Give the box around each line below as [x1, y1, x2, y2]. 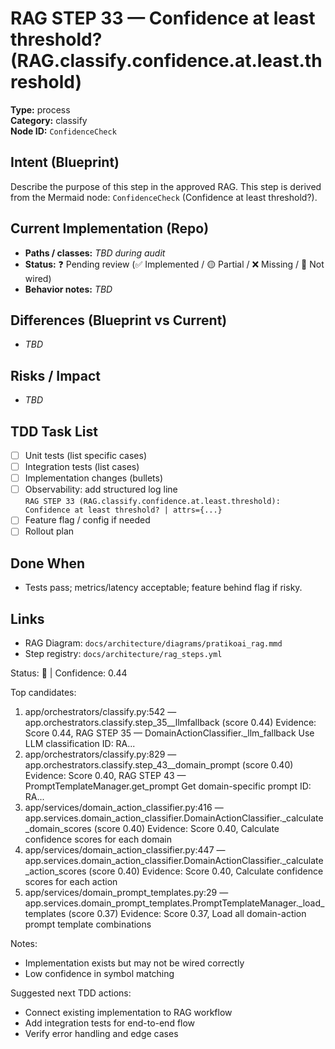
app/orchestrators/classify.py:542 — [24, 706, 177, 717]
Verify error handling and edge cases [24, 1028, 179, 1039]
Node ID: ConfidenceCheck [10, 125, 117, 137]
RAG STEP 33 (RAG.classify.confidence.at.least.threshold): [24, 497, 281, 507]
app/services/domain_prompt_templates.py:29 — [24, 887, 229, 898]
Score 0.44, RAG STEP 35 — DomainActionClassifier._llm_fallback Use [24, 727, 315, 739]
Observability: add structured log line [24, 483, 178, 496]
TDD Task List [10, 423, 98, 440]
